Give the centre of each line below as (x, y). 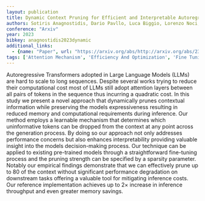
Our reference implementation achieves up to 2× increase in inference (95, 185)
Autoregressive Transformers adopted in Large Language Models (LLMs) (98, 74)
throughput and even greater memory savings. (65, 191)
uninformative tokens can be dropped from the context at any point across (100, 126)
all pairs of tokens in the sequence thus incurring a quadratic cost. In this (98, 94)
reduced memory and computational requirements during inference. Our (97, 113)
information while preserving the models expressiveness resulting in (92, 107)
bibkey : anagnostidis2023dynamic (49, 40)
